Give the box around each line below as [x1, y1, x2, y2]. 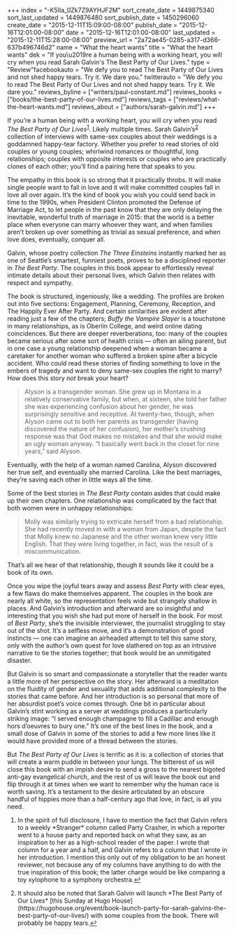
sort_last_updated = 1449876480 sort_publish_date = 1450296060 [7, 13, 200, 22]
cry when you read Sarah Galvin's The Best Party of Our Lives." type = [7, 58, 211, 66]
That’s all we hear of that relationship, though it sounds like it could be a [7, 560, 214, 569]
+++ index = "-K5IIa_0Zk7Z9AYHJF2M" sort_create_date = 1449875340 [7, 6, 214, 14]
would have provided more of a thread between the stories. [7, 737, 178, 745]
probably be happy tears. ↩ [17, 919, 98, 927]
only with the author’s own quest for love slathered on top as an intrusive [7, 641, 217, 650]
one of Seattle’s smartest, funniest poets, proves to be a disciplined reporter [7, 256, 226, 265]
